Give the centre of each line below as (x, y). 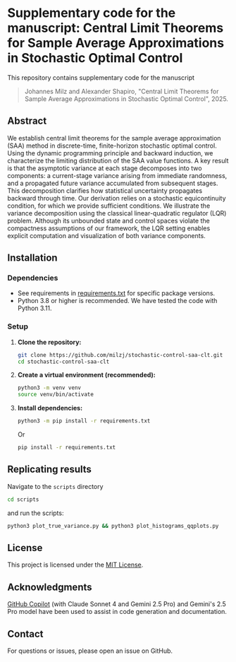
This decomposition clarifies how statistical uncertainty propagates (105, 190)
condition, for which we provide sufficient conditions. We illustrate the (109, 206)
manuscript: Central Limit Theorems (116, 28)
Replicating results (49, 469)
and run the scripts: (36, 513)
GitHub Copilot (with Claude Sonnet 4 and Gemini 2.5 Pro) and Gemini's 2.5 (117, 604)
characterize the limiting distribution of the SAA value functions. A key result (118, 160)
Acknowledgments (50, 587)
